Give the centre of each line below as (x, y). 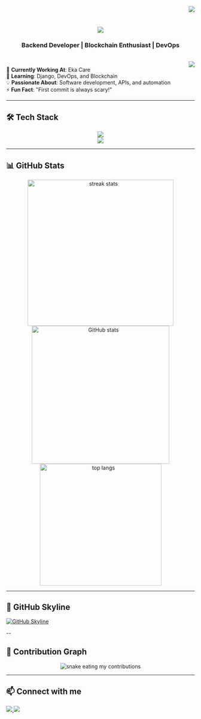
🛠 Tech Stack (32, 117)
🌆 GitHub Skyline (38, 607)
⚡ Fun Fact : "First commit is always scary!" (59, 90)
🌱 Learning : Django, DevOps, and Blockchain (62, 76)
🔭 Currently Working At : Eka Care (48, 70)
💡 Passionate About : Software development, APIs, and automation (89, 83)
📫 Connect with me (44, 692)
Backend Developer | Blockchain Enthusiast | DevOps (100, 46)
